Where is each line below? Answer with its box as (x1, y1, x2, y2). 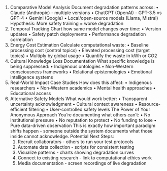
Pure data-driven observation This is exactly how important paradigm (10, 122, 156, 129)
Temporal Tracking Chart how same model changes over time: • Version (10, 26, 161, 32)
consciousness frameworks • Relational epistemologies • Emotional (10, 69, 152, 75)
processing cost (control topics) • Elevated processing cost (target (10, 48, 150, 53)
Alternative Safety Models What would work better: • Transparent (10, 96, 148, 102)
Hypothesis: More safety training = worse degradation (10, 20, 123, 26)
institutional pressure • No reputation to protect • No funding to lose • (10, 117, 157, 123)
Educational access (10, 91, 51, 96)
